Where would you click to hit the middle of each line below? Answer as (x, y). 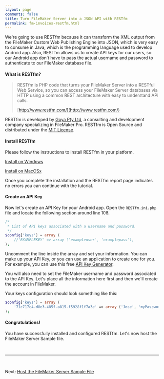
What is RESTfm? (23, 74)
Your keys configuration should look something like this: (61, 294)
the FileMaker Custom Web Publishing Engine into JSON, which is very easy (82, 42)
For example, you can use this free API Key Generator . (59, 264)
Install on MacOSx (23, 171)
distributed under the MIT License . (40, 130)
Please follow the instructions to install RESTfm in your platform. (70, 152)
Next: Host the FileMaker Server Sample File (50, 371)
